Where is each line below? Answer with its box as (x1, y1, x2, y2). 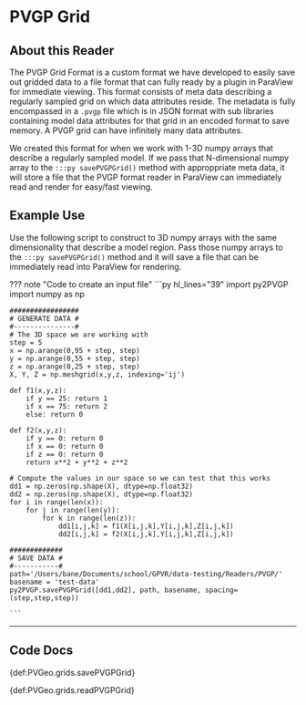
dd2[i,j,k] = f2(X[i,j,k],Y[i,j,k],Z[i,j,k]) (57, 529, 234, 539)
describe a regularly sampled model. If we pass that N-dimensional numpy (9, 152, 290, 163)
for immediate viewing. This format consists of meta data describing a (9, 87, 272, 97)
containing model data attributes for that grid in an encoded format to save (9, 116, 290, 126)
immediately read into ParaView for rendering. (9, 261, 182, 272)
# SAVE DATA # (9, 554, 64, 563)
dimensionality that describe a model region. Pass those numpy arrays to (9, 242, 284, 253)
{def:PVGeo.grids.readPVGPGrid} (9, 684, 135, 695)
